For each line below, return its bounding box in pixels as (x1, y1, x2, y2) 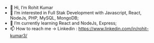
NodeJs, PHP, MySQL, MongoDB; (9, 15, 79, 21)
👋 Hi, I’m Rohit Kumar (9, 5, 53, 10)
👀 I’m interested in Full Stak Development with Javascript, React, (9, 10, 142, 16)
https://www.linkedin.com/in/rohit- (78, 26, 149, 31)
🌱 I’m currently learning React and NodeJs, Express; (9, 20, 117, 26)
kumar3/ (9, 33, 27, 39)
